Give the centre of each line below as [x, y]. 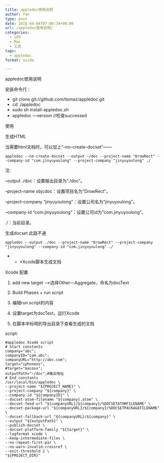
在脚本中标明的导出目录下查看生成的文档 [53, 324]
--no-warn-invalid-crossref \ [36, 447]
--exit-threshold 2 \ [27, 451]
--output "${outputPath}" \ [34, 421]
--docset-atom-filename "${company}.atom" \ [51, 399]
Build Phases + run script [38, 293]
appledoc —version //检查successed [49, 116]
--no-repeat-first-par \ [31, 443]
